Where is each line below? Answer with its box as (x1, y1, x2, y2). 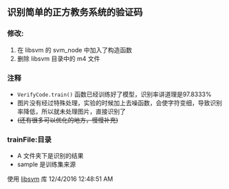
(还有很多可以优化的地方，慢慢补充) (17, 115, 119, 124)
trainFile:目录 (7, 135, 52, 144)
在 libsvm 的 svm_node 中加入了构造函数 (17, 45, 133, 54)
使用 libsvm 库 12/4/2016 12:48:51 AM (7, 175, 113, 184)
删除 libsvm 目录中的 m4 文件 (17, 54, 100, 63)
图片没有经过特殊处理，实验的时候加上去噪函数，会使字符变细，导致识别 (17, 98, 222, 107)
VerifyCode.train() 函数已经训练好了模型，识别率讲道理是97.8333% (17, 90, 212, 98)
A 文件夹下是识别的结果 (17, 152, 84, 160)
